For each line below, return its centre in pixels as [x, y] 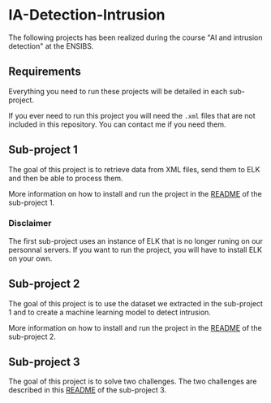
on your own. [30, 258]
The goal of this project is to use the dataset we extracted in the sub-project [136, 303]
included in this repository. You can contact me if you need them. [117, 124]
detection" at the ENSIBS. [51, 45]
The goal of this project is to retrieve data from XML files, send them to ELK [134, 169]
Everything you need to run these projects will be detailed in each [118, 91]
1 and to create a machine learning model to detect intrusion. [110, 312]
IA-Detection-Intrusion [87, 15]
